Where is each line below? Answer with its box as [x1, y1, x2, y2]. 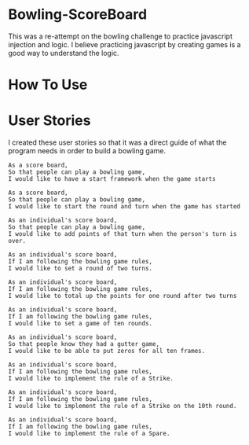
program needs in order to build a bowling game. [8, 146, 167, 156]
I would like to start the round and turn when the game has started [8, 203, 241, 211]
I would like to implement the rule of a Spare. [8, 430, 170, 438]
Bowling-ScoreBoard [8, 6, 148, 24]
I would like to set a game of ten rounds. [8, 320, 153, 328]
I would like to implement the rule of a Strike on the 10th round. [8, 403, 237, 410]
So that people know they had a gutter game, [8, 340, 159, 348]
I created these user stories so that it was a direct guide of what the [8, 138, 227, 147]
